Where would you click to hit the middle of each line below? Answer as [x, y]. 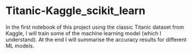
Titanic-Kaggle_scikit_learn [75, 11]
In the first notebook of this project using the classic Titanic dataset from [95, 27]
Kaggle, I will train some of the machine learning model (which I [83, 33]
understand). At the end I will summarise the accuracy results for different [96, 39]
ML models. [20, 46]
